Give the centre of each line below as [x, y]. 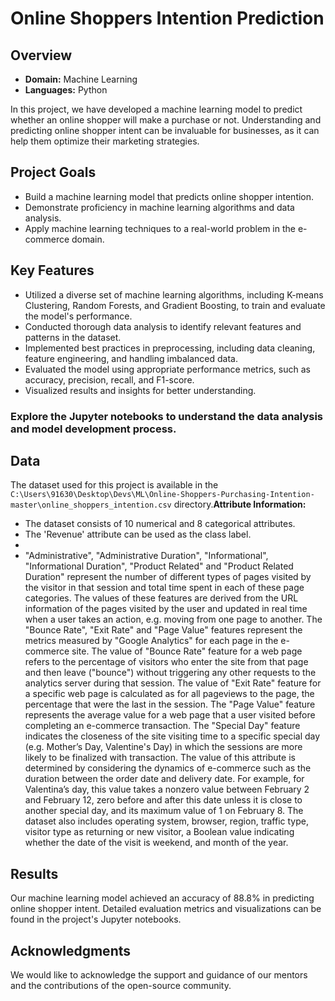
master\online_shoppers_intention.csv [91, 505]
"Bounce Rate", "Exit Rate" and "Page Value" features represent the [163, 630]
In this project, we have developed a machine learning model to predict [156, 109]
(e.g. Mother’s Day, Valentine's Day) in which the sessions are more [163, 747]
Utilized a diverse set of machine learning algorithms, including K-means [174, 294]
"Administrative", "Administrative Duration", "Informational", [146, 556]
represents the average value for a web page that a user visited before [170, 715]
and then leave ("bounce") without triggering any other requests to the [170, 673]
